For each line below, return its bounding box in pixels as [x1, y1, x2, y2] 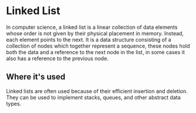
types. [6, 100, 22, 107]
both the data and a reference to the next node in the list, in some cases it [6, 48, 185, 55]
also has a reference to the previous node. [6, 55, 109, 62]
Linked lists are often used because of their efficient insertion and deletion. [6, 87, 188, 95]
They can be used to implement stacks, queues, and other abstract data [6, 94, 181, 101]
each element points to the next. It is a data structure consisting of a [6, 36, 172, 43]
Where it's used [6, 72, 66, 82]
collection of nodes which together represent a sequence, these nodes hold [6, 42, 190, 49]
